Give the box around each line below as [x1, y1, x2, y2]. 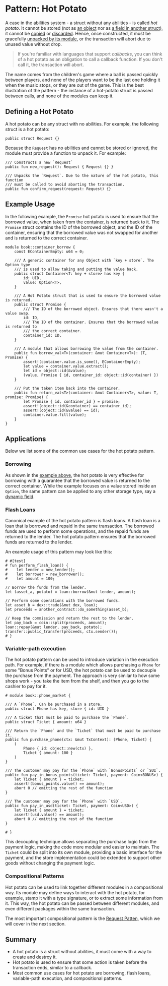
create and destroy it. [12, 954, 57, 960]
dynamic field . [5, 494, 35, 500]
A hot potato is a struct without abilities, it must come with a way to [12, 949, 152, 955]
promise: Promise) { [5, 394, 49, 400]
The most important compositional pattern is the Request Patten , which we [5, 915, 160, 921]
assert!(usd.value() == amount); [14, 812, 85, 817]
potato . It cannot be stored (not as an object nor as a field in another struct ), [5, 25, 163, 31]
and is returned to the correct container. [5, 235, 88, 241]
